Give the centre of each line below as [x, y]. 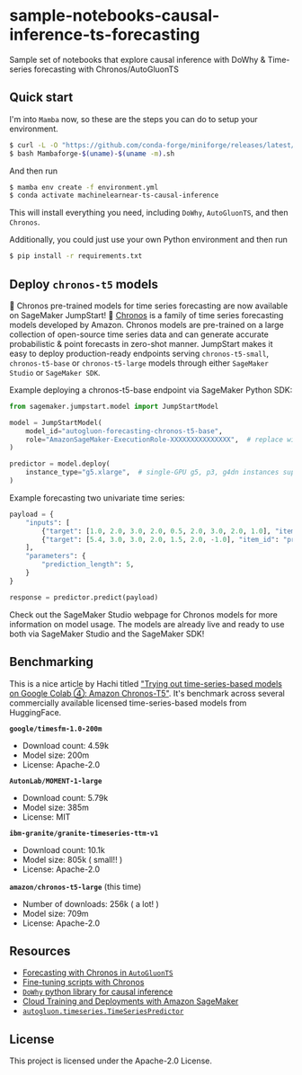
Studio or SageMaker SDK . [55, 372]
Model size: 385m [56, 807]
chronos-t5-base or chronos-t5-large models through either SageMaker [139, 363]
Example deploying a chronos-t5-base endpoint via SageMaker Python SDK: [151, 390]
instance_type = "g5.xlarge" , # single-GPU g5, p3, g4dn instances [152, 473]
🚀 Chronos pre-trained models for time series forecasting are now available [149, 306]
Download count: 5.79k [65, 797]
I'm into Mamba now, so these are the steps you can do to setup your [133, 119]
